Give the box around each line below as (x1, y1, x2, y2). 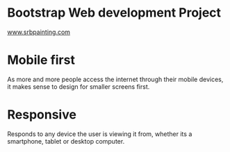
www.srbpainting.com (7, 28, 71, 36)
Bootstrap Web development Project (7, 5, 221, 21)
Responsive (7, 107, 76, 123)
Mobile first (7, 52, 75, 68)
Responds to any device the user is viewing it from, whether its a (7, 130, 192, 138)
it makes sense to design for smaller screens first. (7, 82, 150, 91)
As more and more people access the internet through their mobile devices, (7, 75, 224, 83)
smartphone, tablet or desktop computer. (7, 137, 125, 145)
